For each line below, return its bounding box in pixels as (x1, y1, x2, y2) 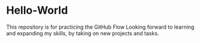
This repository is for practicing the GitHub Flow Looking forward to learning (6, 23, 195, 30)
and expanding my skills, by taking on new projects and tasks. (6, 29, 159, 36)
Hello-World (6, 4, 68, 17)
